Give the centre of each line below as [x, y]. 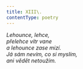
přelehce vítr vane [29, 41]
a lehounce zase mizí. [34, 48]
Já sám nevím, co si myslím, [42, 54]
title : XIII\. [24, 12]
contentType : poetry [33, 18]
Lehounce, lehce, [28, 34]
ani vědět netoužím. [31, 61]
